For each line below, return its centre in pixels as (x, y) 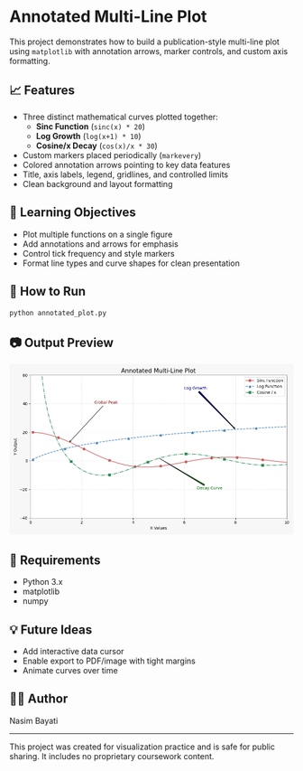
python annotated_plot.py (58, 314)
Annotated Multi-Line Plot (108, 17)
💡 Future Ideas (51, 630)
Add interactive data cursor (73, 652)
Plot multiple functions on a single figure (97, 234)
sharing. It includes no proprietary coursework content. (112, 756)
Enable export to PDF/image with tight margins (109, 661)
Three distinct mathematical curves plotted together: (120, 117)
